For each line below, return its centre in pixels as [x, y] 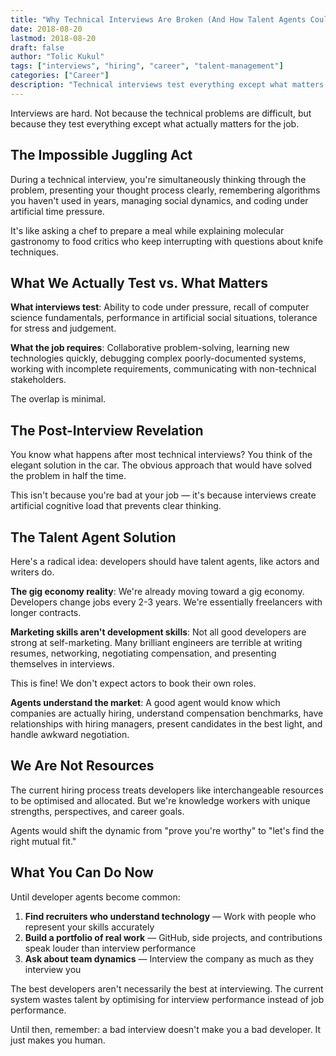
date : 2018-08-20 [46, 29]
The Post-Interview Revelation [107, 430]
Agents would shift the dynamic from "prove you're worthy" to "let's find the [167, 830]
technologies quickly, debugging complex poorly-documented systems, [158, 358]
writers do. [32, 572]
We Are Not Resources [82, 766]
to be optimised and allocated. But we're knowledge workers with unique [160, 800]
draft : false [37, 47]
